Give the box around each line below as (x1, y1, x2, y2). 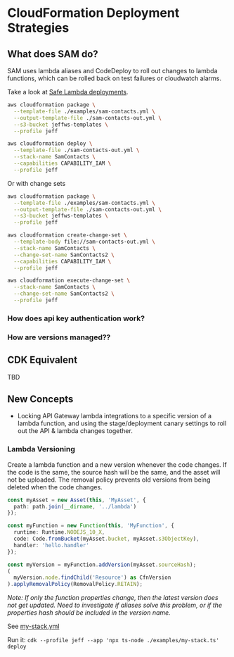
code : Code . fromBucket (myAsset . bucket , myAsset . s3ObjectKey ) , (13, 535, 200, 543)
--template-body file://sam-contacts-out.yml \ (13, 238, 156, 245)
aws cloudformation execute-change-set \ (7, 277, 131, 284)
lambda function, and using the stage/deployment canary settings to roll (17, 419, 227, 427)
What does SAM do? (7, 48, 98, 60)
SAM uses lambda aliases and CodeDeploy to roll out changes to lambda (7, 67, 218, 75)
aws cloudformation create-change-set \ (7, 232, 128, 239)
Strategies (7, 20, 70, 36)
